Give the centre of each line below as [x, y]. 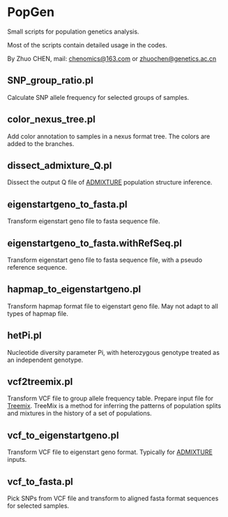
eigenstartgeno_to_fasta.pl [67, 204]
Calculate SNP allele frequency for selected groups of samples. [98, 97]
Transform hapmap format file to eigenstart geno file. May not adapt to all [113, 306]
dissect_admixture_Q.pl [60, 165]
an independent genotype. [45, 360]
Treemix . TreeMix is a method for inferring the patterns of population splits [114, 406]
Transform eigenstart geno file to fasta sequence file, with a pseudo [105, 260]
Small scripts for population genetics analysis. [73, 31]
